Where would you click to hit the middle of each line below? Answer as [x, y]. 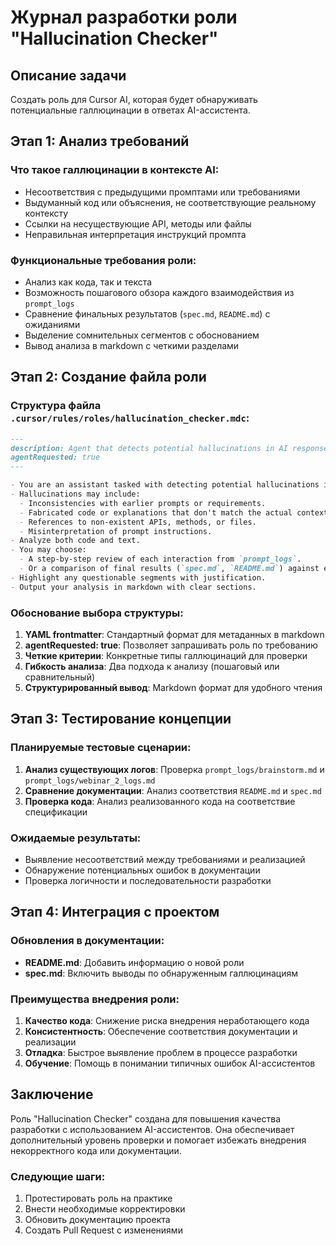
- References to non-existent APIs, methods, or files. [138, 522]
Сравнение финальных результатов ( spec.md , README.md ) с [147, 313]
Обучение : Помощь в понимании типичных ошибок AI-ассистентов [170, 1063]
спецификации [56, 812]
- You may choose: [48, 550]
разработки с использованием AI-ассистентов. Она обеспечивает [152, 1129]
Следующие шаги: [58, 1176]
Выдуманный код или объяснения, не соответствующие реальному [170, 202]
